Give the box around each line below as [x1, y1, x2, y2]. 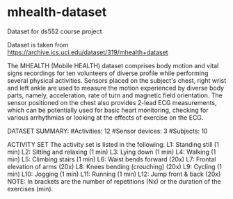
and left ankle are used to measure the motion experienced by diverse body [7, 83, 225, 92]
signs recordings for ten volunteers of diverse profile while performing [7, 69, 209, 77]
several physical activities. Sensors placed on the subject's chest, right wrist [7, 76, 227, 84]
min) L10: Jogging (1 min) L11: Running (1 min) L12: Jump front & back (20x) [7, 170, 221, 178]
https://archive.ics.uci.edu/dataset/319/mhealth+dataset [7, 48, 168, 56]
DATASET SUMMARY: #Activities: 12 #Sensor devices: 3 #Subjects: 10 [7, 127, 208, 135]
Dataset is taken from [7, 40, 69, 49]
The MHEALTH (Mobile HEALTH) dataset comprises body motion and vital [7, 61, 219, 70]
